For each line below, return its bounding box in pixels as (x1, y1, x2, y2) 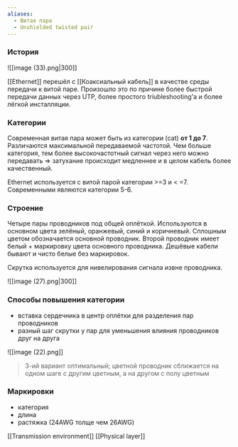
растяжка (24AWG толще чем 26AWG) (17, 418, 135, 426)
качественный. (7, 164, 53, 172)
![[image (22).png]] (7, 347, 64, 356)
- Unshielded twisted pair (13, 23, 94, 31)
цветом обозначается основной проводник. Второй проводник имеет (7, 234, 220, 243)
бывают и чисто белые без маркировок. (7, 250, 130, 258)
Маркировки (7, 386, 55, 396)
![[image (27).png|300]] (7, 277, 77, 285)
